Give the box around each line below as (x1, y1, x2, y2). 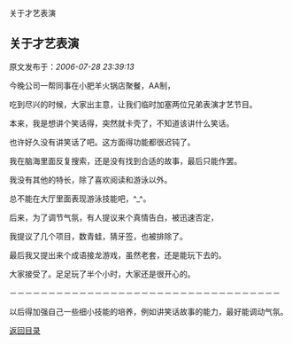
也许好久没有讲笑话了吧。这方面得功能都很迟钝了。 (9, 137, 196, 147)
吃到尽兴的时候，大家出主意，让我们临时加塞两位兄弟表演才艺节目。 (9, 98, 257, 109)
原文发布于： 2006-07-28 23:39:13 (9, 61, 134, 72)
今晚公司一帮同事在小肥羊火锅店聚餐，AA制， (9, 80, 175, 90)
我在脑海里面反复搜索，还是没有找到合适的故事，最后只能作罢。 (9, 155, 242, 166)
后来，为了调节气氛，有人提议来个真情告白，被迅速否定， (9, 212, 219, 223)
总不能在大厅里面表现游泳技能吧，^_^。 (9, 193, 151, 204)
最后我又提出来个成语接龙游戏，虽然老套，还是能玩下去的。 (9, 249, 227, 260)
